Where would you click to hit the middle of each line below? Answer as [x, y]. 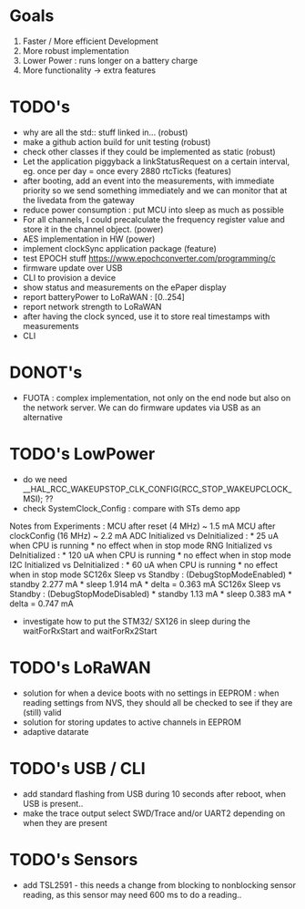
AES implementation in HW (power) [89, 239]
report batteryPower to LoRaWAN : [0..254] [103, 296]
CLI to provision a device [69, 277]
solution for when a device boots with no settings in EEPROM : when [151, 693]
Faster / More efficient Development [91, 41]
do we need [45, 479]
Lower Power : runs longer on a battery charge [110, 60]
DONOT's [46, 372]
